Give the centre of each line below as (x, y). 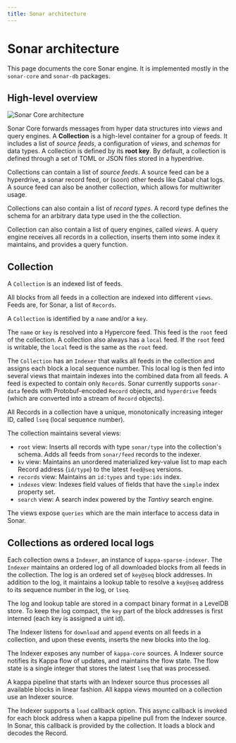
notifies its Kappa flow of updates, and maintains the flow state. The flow (113, 661)
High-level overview (53, 98)
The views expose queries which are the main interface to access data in (113, 513)
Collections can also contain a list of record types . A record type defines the (118, 208)
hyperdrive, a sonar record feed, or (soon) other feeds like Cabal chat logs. (116, 180)
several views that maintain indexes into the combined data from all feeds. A (118, 376)
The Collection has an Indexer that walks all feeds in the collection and (111, 361)
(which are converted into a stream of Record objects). (86, 399)
